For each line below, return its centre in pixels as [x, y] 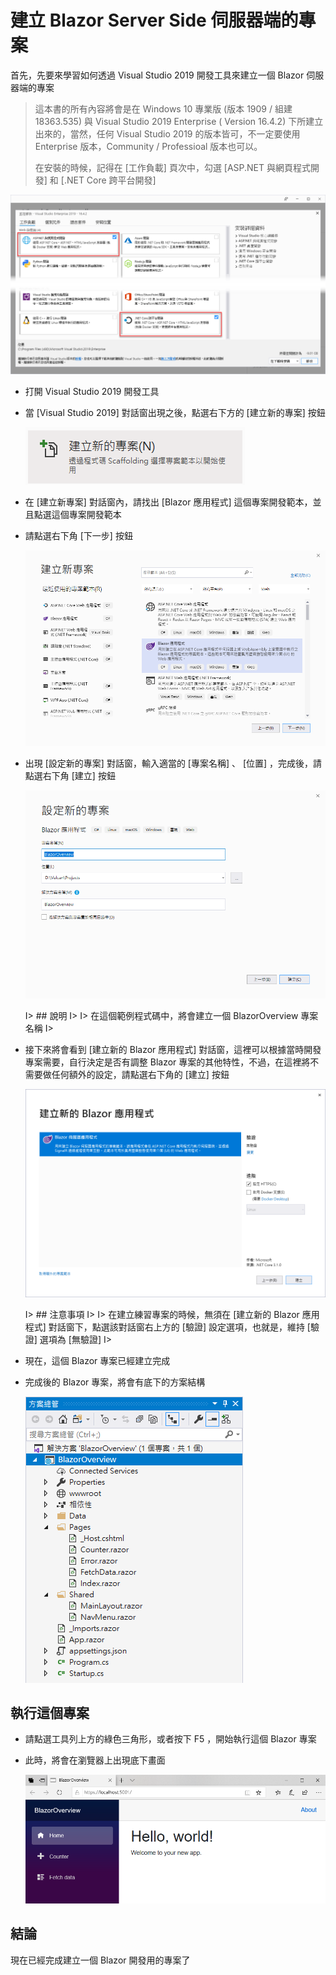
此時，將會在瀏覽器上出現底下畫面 [95, 1760]
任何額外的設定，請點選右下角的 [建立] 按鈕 [140, 1074]
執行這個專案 [50, 1712]
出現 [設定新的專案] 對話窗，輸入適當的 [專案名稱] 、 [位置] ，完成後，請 [173, 763]
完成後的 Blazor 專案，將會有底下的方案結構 [115, 1382]
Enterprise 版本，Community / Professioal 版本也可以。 [148, 146]
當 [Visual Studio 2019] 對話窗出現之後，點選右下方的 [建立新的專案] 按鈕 [175, 412]
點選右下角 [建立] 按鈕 [70, 775]
